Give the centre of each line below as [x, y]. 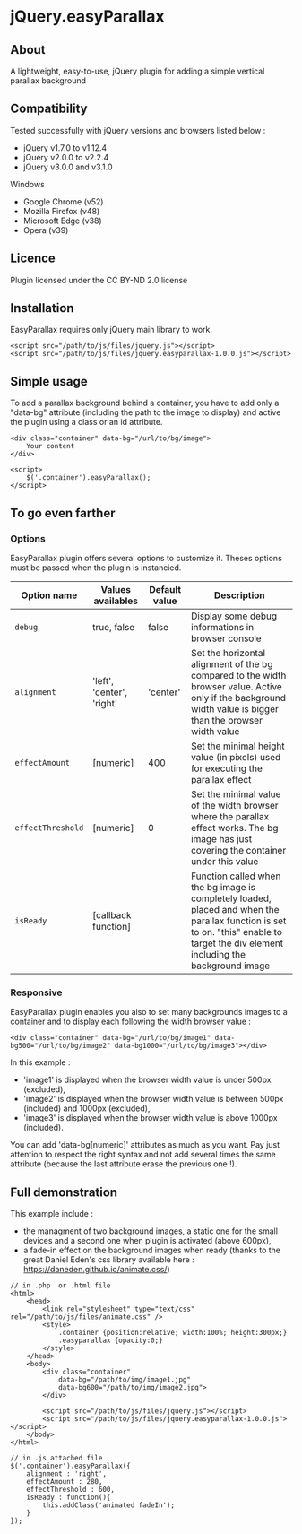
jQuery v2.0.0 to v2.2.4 [66, 157]
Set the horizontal [228, 653]
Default [165, 589]
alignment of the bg [232, 663]
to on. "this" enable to [237, 932]
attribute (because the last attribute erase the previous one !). [124, 1164]
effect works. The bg [234, 828]
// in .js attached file [56, 1459]
